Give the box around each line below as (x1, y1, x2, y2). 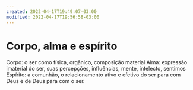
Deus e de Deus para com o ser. (6, 78, 85, 85)
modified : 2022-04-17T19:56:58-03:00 (6, 14, 100, 20)
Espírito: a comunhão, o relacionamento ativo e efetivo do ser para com (6, 71, 181, 78)
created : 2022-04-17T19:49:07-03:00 (6, 8, 97, 15)
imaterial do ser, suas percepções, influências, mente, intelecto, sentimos (6, 65, 186, 72)
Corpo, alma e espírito (6, 39, 118, 53)
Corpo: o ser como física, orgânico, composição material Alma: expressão (6, 59, 188, 66)
